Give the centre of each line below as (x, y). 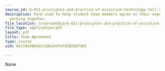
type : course (18, 42)
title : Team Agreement (28, 37)
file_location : (21, 23)
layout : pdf (17, 32)
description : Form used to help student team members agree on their (78, 14)
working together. (28, 19)
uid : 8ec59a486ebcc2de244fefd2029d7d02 (46, 46)
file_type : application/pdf (34, 28)
